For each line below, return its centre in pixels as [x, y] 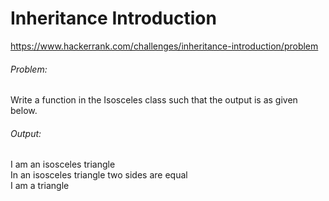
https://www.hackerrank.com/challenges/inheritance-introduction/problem [164, 46]
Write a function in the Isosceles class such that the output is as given [154, 100]
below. [24, 111]
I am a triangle [40, 186]
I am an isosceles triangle [63, 164]
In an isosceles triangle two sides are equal [99, 175]
